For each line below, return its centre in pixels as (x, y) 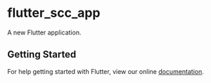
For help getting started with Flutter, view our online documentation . (105, 71)
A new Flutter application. (44, 32)
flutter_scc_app (54, 13)
